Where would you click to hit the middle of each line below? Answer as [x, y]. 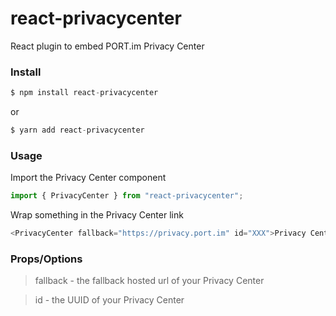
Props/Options [46, 259]
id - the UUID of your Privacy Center [109, 300]
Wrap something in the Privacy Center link [97, 215]
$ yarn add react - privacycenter [77, 130]
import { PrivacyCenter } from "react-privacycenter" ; [127, 196]
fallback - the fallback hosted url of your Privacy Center [149, 281]
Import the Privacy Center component [88, 178]
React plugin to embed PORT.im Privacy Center [107, 46]
